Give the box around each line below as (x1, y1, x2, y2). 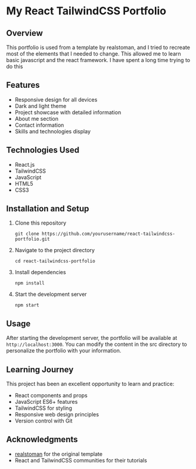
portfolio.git (14, 236, 50, 243)
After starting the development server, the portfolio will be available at (6, 335, 178, 342)
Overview (6, 28, 43, 38)
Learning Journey (6, 364, 74, 375)
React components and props (14, 392, 88, 399)
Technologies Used (6, 145, 79, 155)
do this (6, 63, 23, 70)
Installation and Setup (6, 204, 89, 214)
